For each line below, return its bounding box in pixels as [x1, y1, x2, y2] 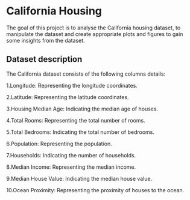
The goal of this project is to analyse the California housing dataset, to [6, 24, 181, 31]
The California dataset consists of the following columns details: [6, 70, 166, 77]
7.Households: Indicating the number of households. [6, 151, 136, 159]
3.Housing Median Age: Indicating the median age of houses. [6, 105, 159, 112]
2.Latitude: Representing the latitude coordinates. [6, 93, 129, 100]
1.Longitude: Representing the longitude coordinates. [6, 82, 138, 89]
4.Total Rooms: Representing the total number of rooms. [6, 117, 146, 124]
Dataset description [6, 54, 83, 64]
